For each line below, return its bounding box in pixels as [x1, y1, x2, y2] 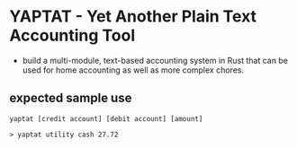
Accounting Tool [9, 25, 136, 46]
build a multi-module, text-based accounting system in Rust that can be [22, 55, 288, 65]
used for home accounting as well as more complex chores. [22, 65, 245, 75]
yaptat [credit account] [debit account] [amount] [9, 114, 203, 123]
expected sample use [9, 91, 132, 106]
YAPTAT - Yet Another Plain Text [9, 6, 257, 27]
